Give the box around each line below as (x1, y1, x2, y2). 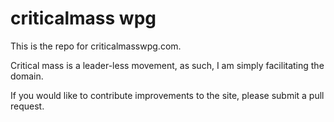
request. (10, 100, 45, 112)
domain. (10, 70, 44, 82)
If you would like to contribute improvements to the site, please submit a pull (10, 89, 325, 101)
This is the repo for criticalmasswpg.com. (10, 40, 182, 52)
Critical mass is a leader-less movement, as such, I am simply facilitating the (10, 59, 325, 71)
